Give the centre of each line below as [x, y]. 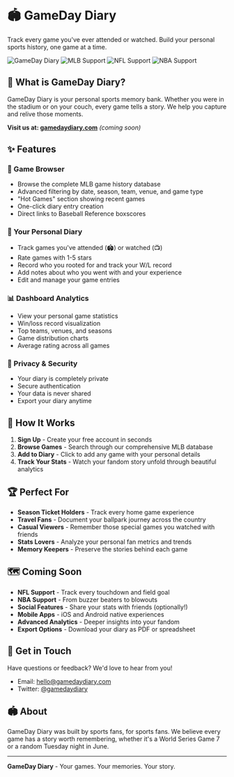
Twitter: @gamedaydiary [53, 689]
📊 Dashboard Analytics [48, 298]
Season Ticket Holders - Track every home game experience [106, 512]
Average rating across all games [63, 346]
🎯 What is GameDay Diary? [67, 83]
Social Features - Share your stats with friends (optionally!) [102, 607]
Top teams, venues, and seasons [65, 331]
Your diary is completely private [63, 379]
